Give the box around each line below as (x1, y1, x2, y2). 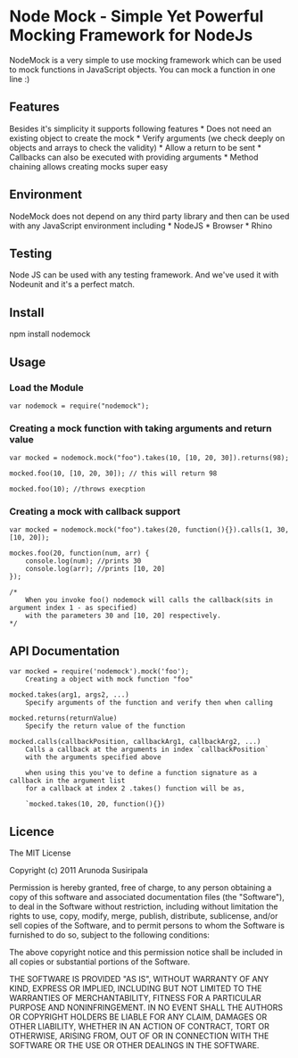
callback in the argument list (9, 776, 126, 786)
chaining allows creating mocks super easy (9, 161, 169, 171)
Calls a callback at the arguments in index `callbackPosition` (25, 745, 269, 755)
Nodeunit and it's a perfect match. (9, 279, 136, 290)
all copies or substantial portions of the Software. (9, 956, 190, 967)
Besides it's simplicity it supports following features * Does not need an (9, 123, 272, 134)
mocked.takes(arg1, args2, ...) (9, 690, 129, 699)
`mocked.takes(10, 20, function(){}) (25, 800, 166, 809)
